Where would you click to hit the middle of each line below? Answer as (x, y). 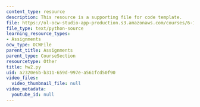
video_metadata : (26, 89)
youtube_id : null (33, 95)
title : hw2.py (24, 67)
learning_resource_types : (38, 34)
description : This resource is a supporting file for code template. (94, 17)
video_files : (22, 78)
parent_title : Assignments (40, 51)
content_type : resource (36, 12)
